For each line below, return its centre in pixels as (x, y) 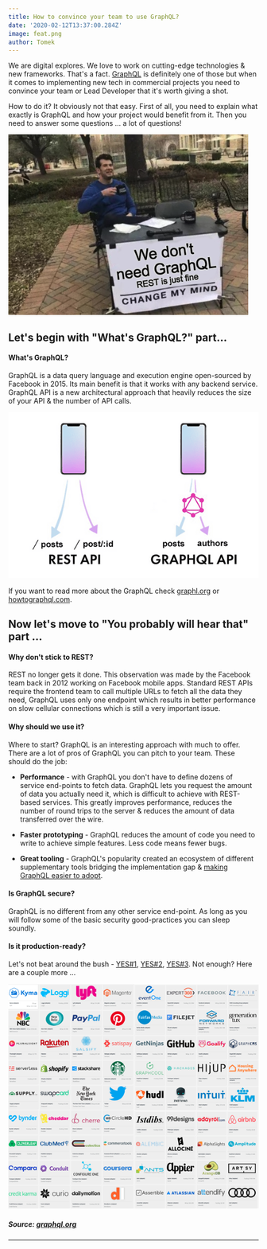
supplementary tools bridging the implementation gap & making (124, 867)
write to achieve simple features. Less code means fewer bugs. (123, 843)
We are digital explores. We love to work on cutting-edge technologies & (127, 66)
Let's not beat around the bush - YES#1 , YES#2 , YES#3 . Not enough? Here (130, 964)
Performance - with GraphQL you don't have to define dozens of (126, 777)
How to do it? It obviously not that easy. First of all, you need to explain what (133, 107)
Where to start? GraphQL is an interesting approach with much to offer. (124, 744)
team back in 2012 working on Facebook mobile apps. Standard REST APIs (130, 683)
